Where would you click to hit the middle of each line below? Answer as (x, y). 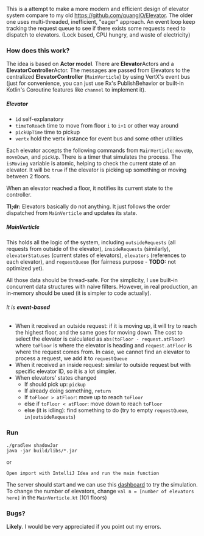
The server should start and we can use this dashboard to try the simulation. (102, 484)
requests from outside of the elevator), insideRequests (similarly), (88, 249)
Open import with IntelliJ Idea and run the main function (83, 473)
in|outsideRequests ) (50, 417)
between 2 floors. (28, 176)
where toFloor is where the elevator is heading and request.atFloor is (104, 346)
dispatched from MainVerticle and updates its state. (72, 213)
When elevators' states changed (56, 378)
